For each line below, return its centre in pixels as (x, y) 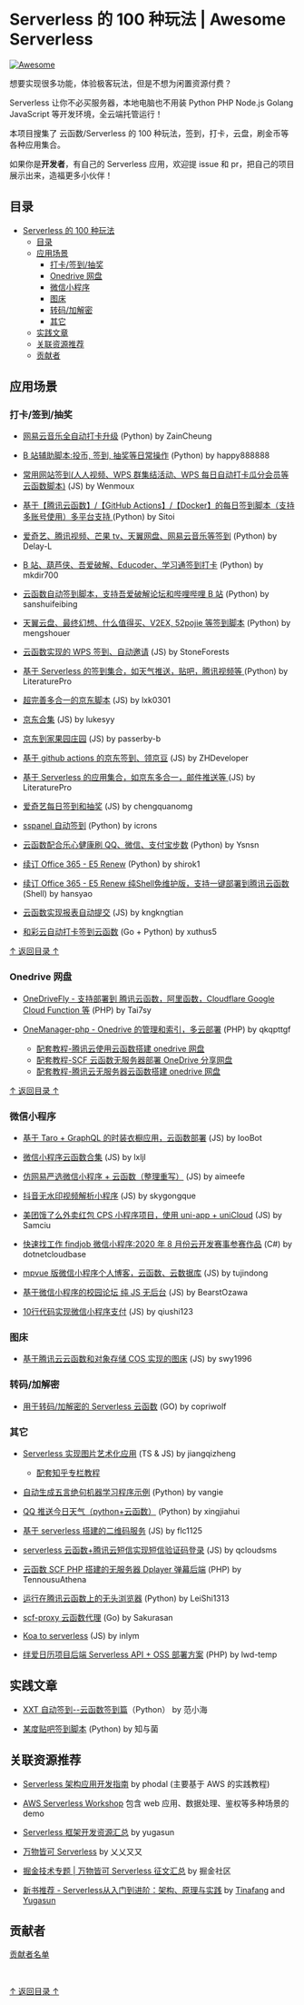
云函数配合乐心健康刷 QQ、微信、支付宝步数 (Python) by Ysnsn (141, 845)
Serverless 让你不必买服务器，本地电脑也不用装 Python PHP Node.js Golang (152, 103)
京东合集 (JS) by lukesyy (69, 720)
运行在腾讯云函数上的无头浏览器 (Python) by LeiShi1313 (126, 1598)
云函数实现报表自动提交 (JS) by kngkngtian (103, 913)
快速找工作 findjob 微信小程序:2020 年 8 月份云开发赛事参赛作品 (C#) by (157, 1244)
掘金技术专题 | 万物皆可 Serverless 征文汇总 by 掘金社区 (127, 1871)
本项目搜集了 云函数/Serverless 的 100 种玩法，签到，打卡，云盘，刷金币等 (149, 133)
